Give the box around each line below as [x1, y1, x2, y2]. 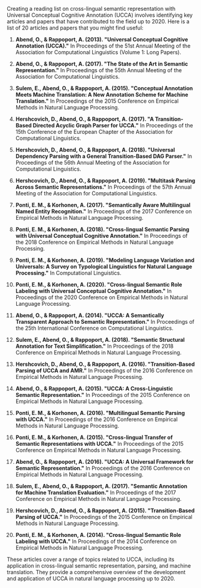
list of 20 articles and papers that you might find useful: [7, 24, 144, 31]
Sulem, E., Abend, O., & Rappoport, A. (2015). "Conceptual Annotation [15, 85, 193, 92]
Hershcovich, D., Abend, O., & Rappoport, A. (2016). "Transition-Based [15, 360, 195, 368]
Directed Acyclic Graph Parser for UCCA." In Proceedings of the [32, 122, 193, 129]
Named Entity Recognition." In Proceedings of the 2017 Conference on [15, 208, 192, 215]
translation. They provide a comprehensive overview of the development [7, 569, 186, 575]
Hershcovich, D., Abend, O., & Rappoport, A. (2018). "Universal [15, 147, 175, 153]
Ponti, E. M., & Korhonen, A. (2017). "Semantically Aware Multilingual [15, 201, 191, 208]
